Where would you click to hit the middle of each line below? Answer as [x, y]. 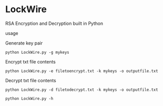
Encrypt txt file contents [31, 61]
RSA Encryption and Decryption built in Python [54, 23]
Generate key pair [24, 43]
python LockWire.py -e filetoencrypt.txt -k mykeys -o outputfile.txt [82, 71]
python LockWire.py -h [29, 98]
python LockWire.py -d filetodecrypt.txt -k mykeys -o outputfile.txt [82, 90]
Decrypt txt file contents [31, 80]
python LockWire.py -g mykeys [37, 52]
